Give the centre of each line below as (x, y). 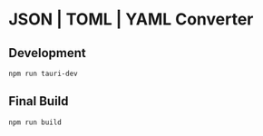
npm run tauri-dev (43, 73)
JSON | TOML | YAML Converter (131, 19)
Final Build (39, 101)
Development (48, 53)
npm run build (35, 122)
